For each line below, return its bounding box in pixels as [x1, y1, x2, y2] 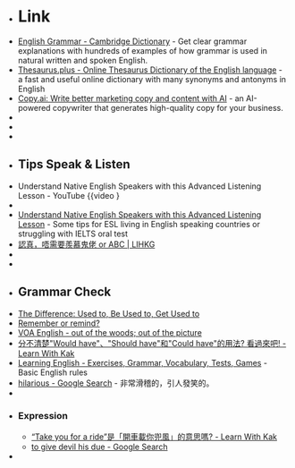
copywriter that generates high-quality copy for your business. [52, 102, 284, 113]
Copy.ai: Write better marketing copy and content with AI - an [17, 92, 244, 104]
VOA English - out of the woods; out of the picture [17, 327, 203, 337]
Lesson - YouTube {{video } [17, 190, 121, 200]
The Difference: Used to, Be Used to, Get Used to [17, 308, 200, 319]
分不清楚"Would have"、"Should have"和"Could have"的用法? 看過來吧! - [17, 337, 287, 348]
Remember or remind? [17, 318, 100, 328]
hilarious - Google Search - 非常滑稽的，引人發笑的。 [17, 378, 215, 388]
